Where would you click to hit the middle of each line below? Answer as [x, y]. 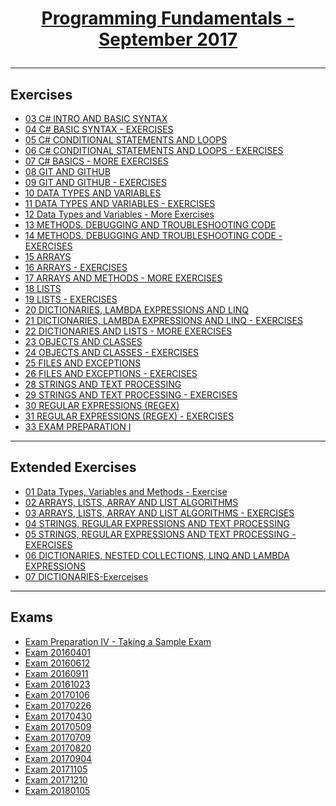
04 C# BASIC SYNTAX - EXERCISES [99, 129]
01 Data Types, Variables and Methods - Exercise [126, 491]
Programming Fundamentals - [168, 18]
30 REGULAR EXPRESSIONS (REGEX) [102, 405]
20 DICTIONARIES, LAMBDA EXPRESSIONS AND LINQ [137, 310]
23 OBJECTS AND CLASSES [83, 341]
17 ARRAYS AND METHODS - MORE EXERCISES [123, 278]
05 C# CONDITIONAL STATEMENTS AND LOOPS [126, 140]
